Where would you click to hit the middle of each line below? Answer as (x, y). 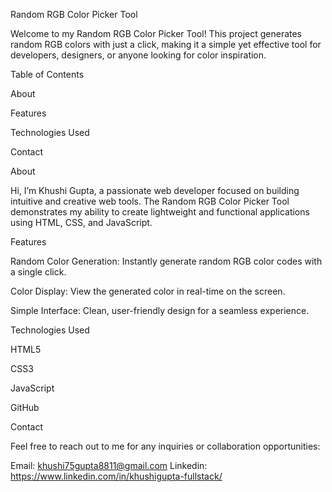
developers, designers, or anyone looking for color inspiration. (138, 55)
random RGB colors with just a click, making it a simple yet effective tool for (166, 44)
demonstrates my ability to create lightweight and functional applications (160, 212)
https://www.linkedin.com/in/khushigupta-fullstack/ (116, 476)
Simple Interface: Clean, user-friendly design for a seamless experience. (160, 310)
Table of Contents (47, 74)
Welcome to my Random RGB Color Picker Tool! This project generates (156, 33)
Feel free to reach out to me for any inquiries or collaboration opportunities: (165, 446)
